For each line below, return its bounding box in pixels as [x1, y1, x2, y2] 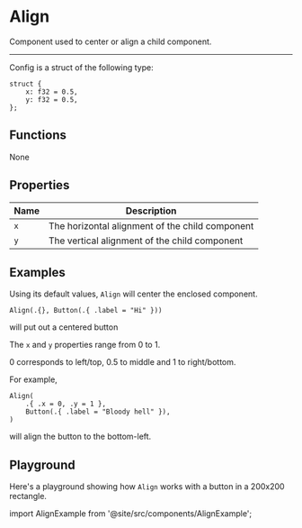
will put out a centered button [9, 322, 119, 332]
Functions [9, 128, 67, 143]
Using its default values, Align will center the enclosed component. [9, 288, 258, 299]
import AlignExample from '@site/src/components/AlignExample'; [9, 508, 253, 519]
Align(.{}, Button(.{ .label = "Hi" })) [9, 306, 164, 315]
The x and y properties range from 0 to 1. [9, 340, 161, 350]
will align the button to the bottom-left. [9, 431, 152, 442]
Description [125, 205, 177, 217]
